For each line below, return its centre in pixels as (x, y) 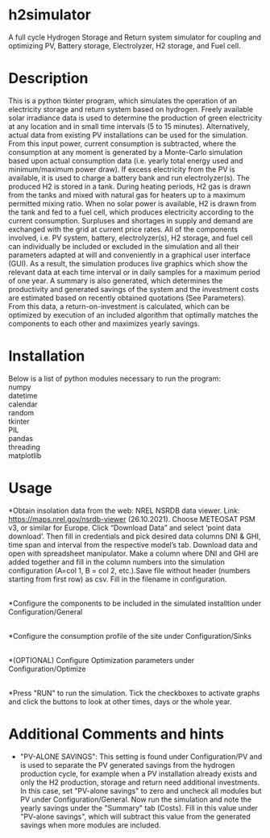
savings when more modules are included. (90, 825)
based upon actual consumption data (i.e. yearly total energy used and (126, 161)
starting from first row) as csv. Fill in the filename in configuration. (118, 579)
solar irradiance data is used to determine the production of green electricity (135, 118)
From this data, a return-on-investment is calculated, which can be (119, 306)
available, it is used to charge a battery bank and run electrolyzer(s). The (129, 177)
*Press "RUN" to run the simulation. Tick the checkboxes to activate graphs (134, 693)
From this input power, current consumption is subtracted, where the (122, 144)
